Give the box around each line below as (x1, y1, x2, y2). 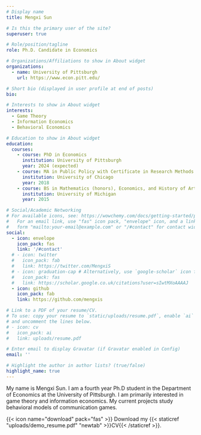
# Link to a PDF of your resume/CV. (6, 307, 98, 314)
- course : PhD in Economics (17, 152, 87, 158)
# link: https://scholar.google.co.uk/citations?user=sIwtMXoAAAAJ (11, 280, 188, 286)
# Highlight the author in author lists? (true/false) (6, 362, 146, 369)
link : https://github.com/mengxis (17, 296, 103, 303)
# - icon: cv (6, 324, 39, 330)
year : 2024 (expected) (22, 163, 79, 169)
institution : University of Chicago (22, 174, 114, 180)
